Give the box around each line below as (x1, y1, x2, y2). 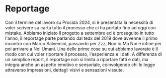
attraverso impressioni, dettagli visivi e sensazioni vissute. (5, 67, 124, 73)
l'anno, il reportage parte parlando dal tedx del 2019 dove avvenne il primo (5, 35, 158, 41)
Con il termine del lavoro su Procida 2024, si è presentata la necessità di (5, 19, 153, 25)
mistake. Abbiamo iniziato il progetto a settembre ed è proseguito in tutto (5, 30, 155, 36)
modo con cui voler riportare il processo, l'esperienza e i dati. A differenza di (5, 51, 162, 57)
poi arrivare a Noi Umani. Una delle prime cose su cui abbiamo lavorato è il (5, 46, 158, 52)
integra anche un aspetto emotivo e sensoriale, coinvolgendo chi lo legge (5, 62, 156, 68)
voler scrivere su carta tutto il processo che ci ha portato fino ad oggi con (5, 24, 156, 30)
